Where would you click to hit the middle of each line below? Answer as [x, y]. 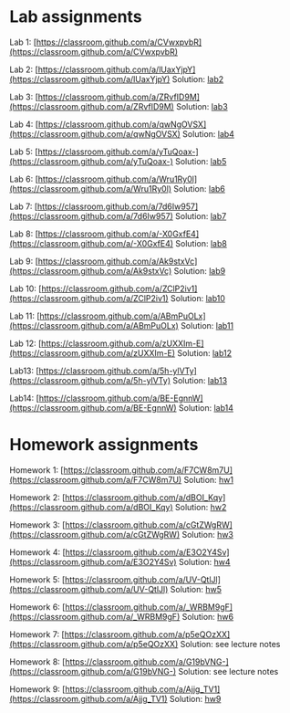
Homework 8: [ [37, 661]
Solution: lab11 [207, 325]
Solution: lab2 [198, 79]
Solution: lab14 [206, 407]
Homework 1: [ [36, 470]
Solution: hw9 [195, 698]
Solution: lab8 [202, 243]
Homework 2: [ [37, 497]
